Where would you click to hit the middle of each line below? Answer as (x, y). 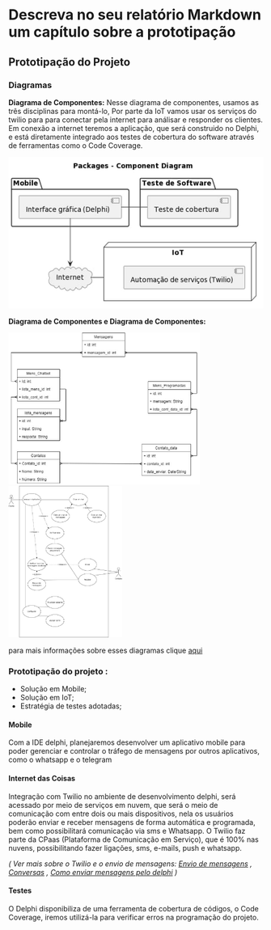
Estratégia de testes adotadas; (71, 706)
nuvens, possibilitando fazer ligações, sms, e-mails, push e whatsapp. (125, 848)
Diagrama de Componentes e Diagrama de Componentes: (107, 321)
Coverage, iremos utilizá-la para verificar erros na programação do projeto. (133, 917)
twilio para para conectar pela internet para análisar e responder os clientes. (135, 120)
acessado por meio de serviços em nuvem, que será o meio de (113, 805)
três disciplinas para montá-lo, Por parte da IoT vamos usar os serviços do (133, 111)
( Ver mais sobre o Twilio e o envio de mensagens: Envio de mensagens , (130, 864)
